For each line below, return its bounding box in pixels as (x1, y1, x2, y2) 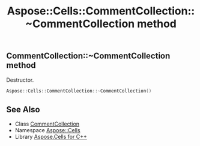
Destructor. (6, 76, 34, 84)
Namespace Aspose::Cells (14, 127, 80, 134)
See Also (6, 104, 40, 115)
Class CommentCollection (14, 120, 80, 127)
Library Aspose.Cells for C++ (14, 133, 87, 141)
